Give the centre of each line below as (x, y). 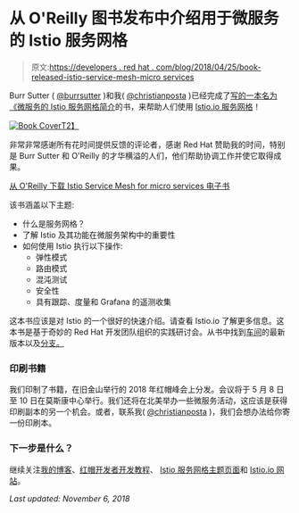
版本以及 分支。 (37, 343)
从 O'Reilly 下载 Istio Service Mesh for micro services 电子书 (120, 186)
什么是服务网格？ (54, 223)
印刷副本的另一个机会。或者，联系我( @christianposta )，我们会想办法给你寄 (150, 412)
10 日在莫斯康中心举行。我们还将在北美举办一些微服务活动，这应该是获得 (154, 401)
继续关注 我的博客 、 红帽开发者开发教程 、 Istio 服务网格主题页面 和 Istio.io (142, 469)
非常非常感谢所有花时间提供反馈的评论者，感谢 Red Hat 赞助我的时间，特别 (147, 145)
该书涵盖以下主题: (42, 204)
